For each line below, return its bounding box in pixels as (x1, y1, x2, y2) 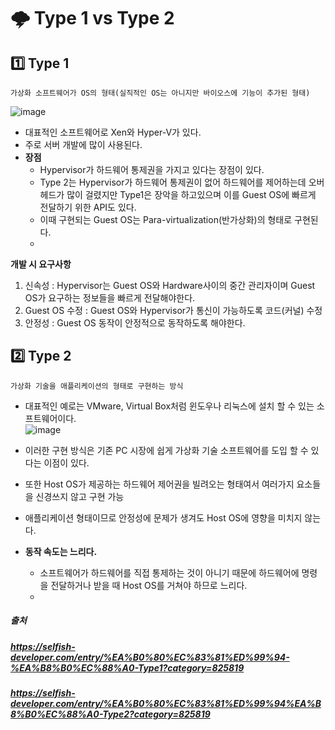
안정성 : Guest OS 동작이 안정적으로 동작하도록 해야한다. (24, 317, 246, 329)
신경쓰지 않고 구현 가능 (35, 490, 125, 502)
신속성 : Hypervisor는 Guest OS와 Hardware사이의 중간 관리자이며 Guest (24, 280, 316, 291)
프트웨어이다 (24, 412, 75, 424)
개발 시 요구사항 (10, 258, 72, 270)
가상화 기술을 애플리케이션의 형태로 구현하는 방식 (10, 381, 184, 391)
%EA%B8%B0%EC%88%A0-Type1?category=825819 (10, 661, 245, 674)
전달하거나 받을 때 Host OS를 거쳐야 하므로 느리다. (50, 579, 248, 591)
